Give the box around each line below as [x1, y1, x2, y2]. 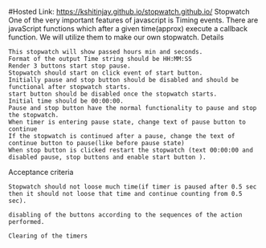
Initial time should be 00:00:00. [8, 97, 125, 105]
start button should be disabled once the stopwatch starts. [8, 90, 218, 98]
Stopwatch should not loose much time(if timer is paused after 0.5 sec [8, 183, 257, 191]
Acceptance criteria [8, 168, 74, 177]
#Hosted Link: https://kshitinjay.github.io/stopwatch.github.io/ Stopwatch [8, 7, 251, 16]
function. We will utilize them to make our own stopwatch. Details [8, 32, 224, 42]
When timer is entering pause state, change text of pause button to [8, 118, 247, 126]
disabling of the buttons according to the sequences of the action [8, 211, 243, 219]
